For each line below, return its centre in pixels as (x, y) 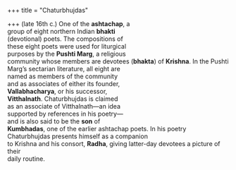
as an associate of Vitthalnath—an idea (64, 106)
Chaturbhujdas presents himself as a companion (77, 136)
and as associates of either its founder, (64, 84)
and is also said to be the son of (54, 121)
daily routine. (26, 159)
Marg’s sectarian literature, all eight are (64, 69)
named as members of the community (63, 76)
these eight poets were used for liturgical (67, 46)
